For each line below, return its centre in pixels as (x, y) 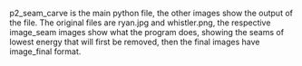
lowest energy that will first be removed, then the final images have (135, 42)
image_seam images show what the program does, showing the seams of (146, 32)
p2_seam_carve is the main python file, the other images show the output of (151, 13)
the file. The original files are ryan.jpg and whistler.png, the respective (140, 23)
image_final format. (45, 52)
